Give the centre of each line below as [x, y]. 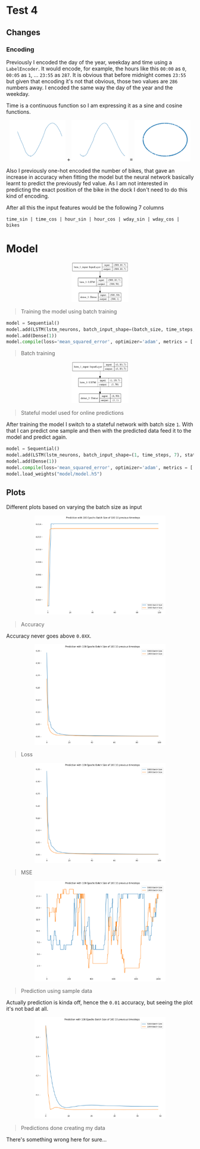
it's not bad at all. [27, 1008]
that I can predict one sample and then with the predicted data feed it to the [99, 431]
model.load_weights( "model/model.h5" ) [54, 474]
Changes [23, 32]
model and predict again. [37, 437]
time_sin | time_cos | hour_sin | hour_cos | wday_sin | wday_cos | [93, 219]
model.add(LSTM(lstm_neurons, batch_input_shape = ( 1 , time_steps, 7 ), [94, 455]
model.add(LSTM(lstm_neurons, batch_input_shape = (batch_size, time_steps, [101, 329]
